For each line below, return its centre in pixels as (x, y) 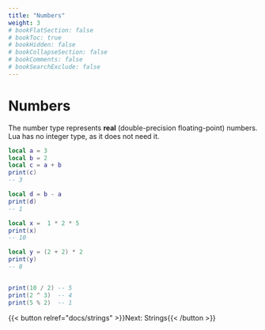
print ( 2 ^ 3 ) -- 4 (40, 295)
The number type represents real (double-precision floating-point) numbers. (133, 128)
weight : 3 (25, 23)
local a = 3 (28, 151)
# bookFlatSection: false (51, 30)
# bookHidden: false (42, 45)
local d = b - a (35, 194)
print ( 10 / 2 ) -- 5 (40, 288)
